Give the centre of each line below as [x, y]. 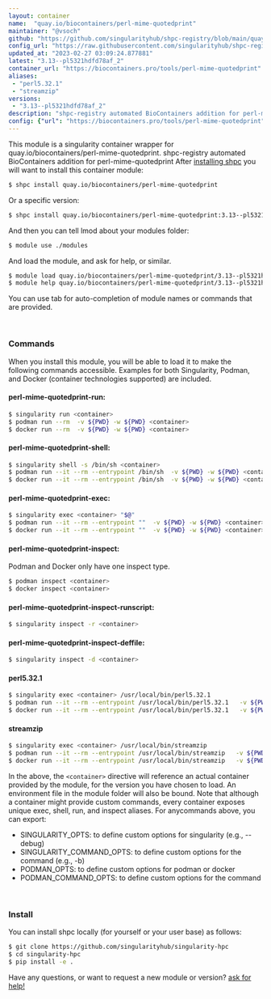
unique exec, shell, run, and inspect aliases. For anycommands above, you [132, 811]
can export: [27, 819]
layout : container [39, 16]
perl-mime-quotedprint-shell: [59, 447]
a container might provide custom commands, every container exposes [127, 802]
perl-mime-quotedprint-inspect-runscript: [81, 607]
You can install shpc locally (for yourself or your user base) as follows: [125, 932]
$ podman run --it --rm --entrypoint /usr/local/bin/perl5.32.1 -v [128, 703]
